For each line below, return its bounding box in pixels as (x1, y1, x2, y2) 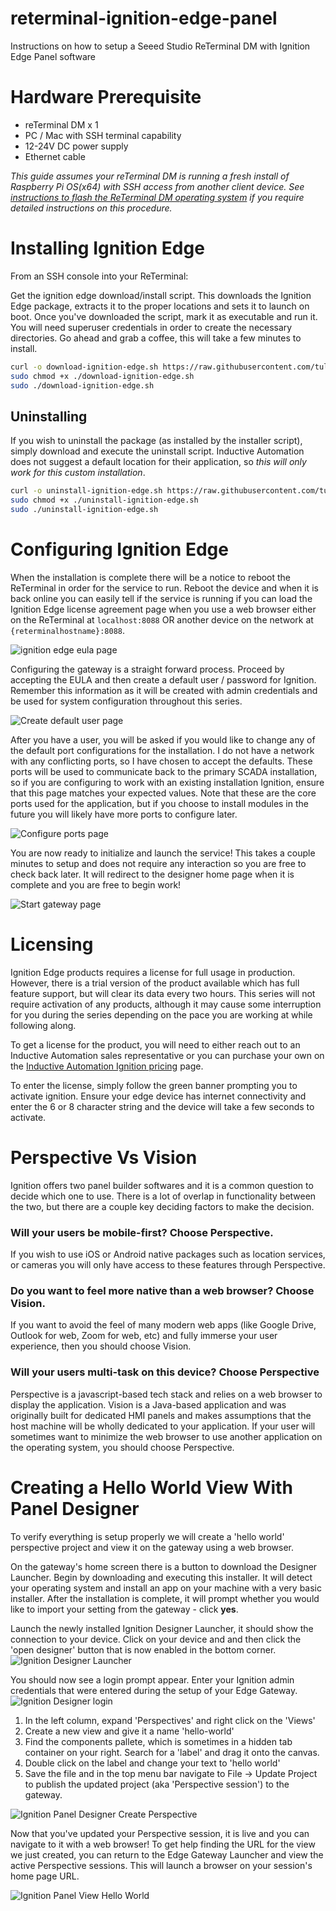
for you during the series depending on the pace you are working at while (10, 1008, 313, 1021)
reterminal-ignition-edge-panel (10, 7, 278, 30)
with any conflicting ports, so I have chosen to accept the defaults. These (10, 755, 313, 767)
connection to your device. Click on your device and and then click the (10, 1633, 302, 1645)
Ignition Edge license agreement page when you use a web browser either (10, 603, 317, 615)
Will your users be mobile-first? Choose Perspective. (10, 1225, 274, 1239)
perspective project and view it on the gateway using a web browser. (10, 1541, 294, 1553)
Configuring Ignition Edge (10, 538, 229, 561)
